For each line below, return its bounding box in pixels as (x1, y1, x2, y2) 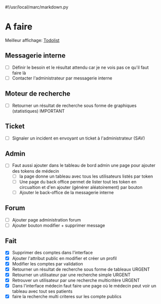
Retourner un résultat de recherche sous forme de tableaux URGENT (12, 266, 150, 272)
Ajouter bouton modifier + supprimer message (12, 222, 106, 228)
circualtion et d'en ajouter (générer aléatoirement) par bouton (19, 184, 143, 190)
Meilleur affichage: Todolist (5, 37, 60, 43)
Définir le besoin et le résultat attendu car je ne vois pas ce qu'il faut (12, 64, 149, 70)
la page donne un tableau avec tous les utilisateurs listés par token (19, 173, 153, 179)
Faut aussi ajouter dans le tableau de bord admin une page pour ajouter (12, 162, 156, 168)
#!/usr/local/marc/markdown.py (5, 4, 69, 10)
